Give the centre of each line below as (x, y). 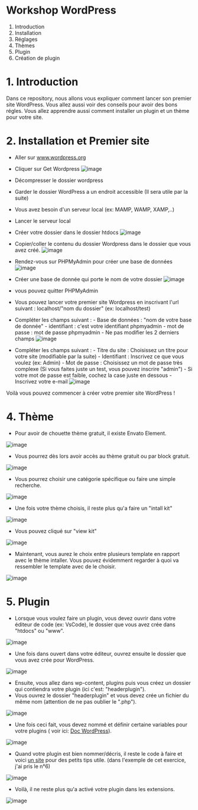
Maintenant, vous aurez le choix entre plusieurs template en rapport (97, 554)
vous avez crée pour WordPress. (54, 660)
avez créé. (27, 250)
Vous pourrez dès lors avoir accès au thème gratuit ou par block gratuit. (102, 456)
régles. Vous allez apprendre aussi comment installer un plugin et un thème (98, 110)
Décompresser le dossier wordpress (59, 180)
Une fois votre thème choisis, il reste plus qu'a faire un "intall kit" (93, 508)
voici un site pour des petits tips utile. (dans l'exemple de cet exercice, (100, 760)
